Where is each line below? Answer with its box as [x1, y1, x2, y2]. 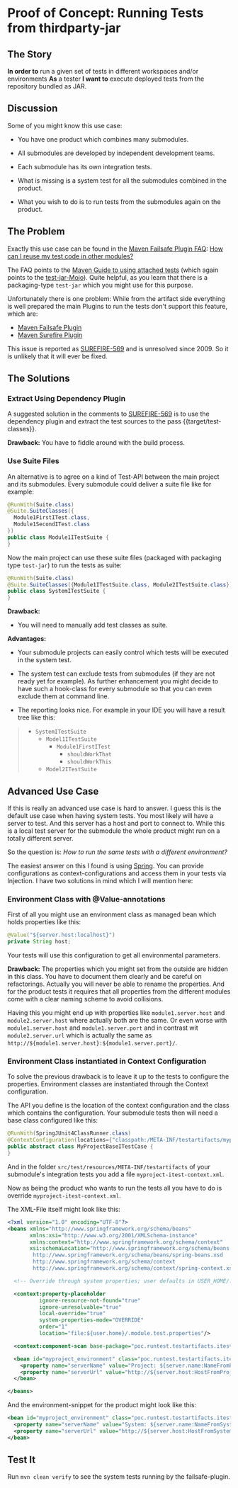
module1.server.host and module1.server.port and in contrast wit [7, 1023, 198, 1032]
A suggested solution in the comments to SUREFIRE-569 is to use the [7, 409, 210, 419]
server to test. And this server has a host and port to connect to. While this [7, 819, 225, 828]
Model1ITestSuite [45, 736, 97, 743]
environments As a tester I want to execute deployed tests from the [7, 74, 205, 83]
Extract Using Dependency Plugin [7, 393, 126, 403]
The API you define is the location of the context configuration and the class [7, 1101, 229, 1110]
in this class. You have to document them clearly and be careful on [7, 972, 202, 981]
